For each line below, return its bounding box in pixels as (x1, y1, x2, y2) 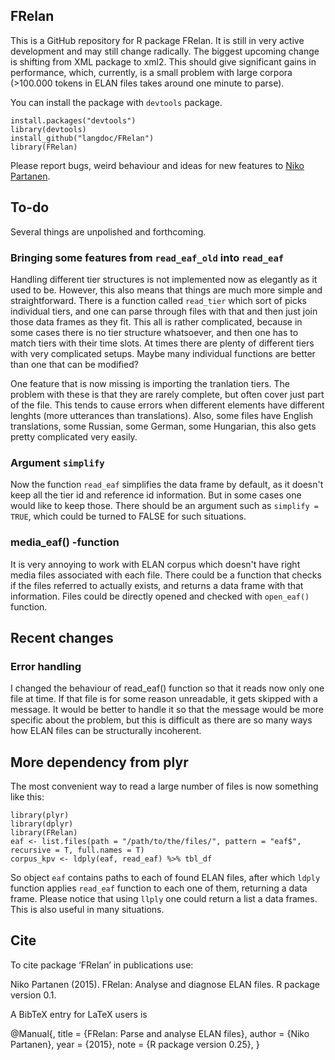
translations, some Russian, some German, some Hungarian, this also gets (10, 420, 317, 432)
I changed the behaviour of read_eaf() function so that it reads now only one (10, 682, 325, 694)
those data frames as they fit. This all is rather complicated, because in (10, 315, 303, 328)
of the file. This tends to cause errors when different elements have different (10, 399, 325, 411)
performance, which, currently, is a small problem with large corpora (10, 66, 293, 78)
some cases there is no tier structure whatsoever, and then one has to (10, 326, 299, 338)
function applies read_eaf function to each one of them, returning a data (10, 882, 308, 894)
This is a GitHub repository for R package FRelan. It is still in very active (10, 34, 305, 46)
